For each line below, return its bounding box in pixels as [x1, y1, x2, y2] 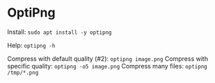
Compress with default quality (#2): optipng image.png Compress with [7, 54, 209, 63]
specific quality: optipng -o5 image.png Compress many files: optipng [7, 62, 207, 70]
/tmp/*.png [7, 69, 39, 76]
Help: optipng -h [7, 41, 56, 49]
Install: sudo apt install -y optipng [7, 28, 112, 36]
